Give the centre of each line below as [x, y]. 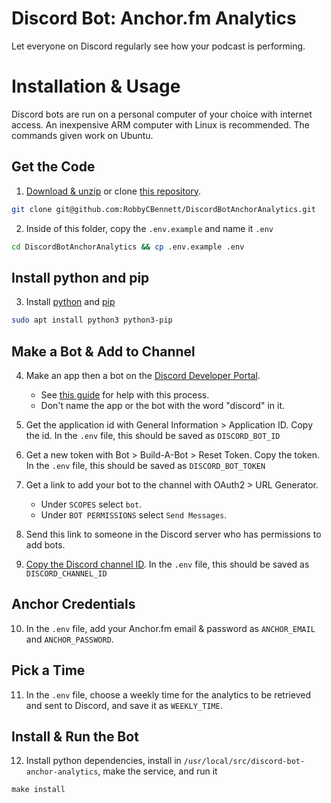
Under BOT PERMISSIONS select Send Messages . [134, 514]
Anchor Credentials [73, 604]
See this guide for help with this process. [125, 394]
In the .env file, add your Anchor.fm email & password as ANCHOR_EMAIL [170, 628]
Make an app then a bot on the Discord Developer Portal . [143, 375]
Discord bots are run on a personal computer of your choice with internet [162, 114]
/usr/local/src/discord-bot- [244, 762]
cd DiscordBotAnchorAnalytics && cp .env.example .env [128, 247]
